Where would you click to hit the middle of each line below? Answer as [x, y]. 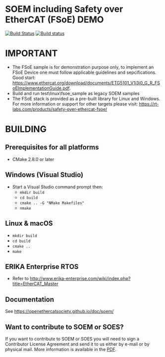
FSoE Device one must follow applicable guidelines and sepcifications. [84, 72]
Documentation [30, 299]
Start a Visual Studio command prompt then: [57, 187]
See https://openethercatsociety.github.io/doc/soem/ [59, 311]
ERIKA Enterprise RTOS [42, 267]
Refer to [20, 279]
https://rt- [149, 104]
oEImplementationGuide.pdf [41, 88]
